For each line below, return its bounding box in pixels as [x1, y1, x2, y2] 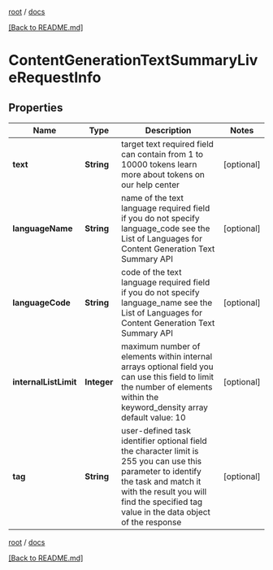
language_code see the [121, 223, 210, 234]
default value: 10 [121, 412, 186, 423]
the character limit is [121, 446, 199, 456]
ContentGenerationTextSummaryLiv [8, 51, 258, 70]
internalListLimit [12, 376, 77, 387]
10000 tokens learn [121, 159, 197, 170]
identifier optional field [121, 435, 207, 446]
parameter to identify [121, 466, 201, 476]
